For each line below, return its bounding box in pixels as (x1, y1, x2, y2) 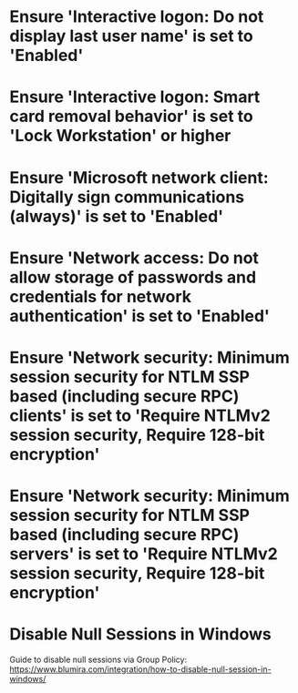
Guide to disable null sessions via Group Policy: (9, 654, 188, 666)
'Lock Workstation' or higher (9, 126, 231, 147)
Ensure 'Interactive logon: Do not (9, 6, 264, 27)
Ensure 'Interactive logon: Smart (9, 87, 261, 107)
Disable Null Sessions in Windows (9, 624, 272, 645)
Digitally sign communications (9, 187, 245, 207)
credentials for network (9, 286, 191, 307)
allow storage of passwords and (9, 267, 257, 288)
